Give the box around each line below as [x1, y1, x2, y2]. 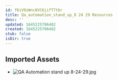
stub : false [5, 31, 31, 36]
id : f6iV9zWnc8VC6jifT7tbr [5, 7, 63, 13]
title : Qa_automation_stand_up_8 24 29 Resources [5, 12, 113, 17]
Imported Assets [5, 55, 60, 64]
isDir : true [5, 36, 31, 42]
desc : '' [5, 17, 24, 22]
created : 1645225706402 [5, 27, 56, 32]
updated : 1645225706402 [5, 22, 56, 27]
